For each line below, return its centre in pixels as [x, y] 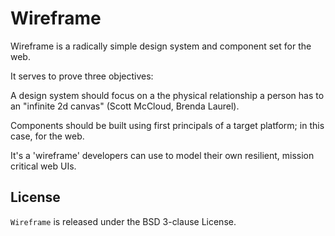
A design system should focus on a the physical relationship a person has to [167, 95]
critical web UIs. [43, 166]
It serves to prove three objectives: [82, 76]
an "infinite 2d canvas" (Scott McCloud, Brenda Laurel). [125, 106]
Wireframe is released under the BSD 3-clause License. [123, 221]
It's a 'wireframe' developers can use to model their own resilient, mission [162, 155]
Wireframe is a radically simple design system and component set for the [161, 46]
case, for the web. [47, 136]
